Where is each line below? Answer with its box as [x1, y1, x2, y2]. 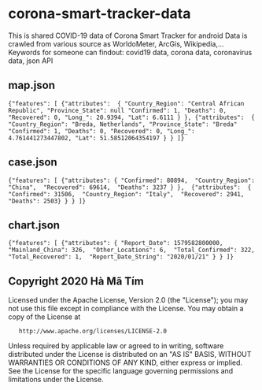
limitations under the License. [8, 375, 104, 384]
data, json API [8, 56, 54, 65]
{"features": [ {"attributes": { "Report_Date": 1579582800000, [8, 240, 223, 247]
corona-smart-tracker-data [8, 5, 191, 23]
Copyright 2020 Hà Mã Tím [8, 274, 144, 288]
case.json [8, 155, 57, 169]
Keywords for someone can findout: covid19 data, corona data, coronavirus [8, 47, 253, 57]
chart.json [8, 218, 61, 232]
